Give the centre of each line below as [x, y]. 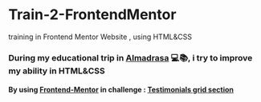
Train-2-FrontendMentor [92, 15]
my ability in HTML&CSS [57, 71]
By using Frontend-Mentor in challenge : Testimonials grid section [121, 90]
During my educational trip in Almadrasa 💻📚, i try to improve [130, 57]
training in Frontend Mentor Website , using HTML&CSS [100, 37]
